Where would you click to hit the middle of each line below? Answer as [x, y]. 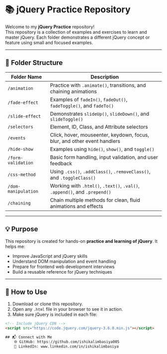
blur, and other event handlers [85, 141]
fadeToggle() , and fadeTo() [82, 106]
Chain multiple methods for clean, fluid [95, 200]
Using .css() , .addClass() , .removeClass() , [100, 171]
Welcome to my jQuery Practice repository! [50, 27]
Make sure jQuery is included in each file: [55, 315]
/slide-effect [24, 116]
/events [17, 138]
